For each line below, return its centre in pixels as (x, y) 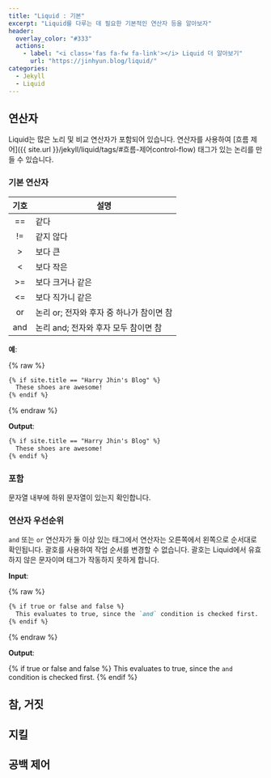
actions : (30, 46)
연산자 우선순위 (36, 521)
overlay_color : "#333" (54, 38)
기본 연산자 (29, 183)
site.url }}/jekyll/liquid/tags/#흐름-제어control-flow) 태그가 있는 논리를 (141, 150)
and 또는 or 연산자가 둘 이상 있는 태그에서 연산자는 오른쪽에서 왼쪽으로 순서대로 (133, 540)
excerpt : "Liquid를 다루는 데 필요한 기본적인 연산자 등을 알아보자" (110, 23)
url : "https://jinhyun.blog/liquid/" (93, 62)
